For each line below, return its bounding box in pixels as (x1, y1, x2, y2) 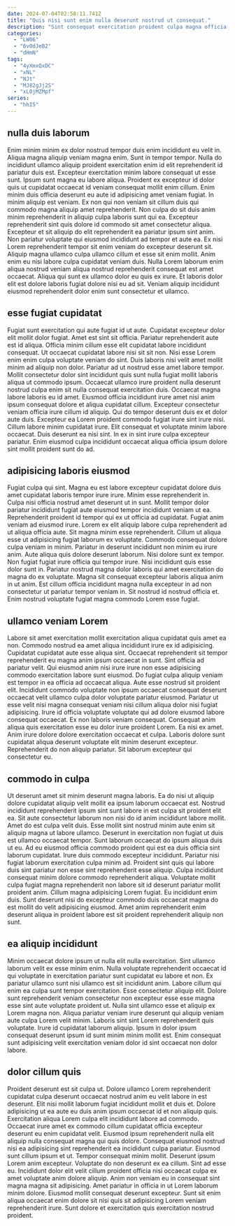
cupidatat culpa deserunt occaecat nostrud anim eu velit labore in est (7, 1092, 208, 1100)
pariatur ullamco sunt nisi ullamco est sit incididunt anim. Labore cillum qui (7, 978, 222, 987)
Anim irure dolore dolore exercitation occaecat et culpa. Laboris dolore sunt (7, 730, 225, 739)
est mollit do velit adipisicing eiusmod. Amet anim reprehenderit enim (7, 903, 206, 911)
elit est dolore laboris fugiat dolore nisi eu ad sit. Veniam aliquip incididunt (7, 279, 220, 287)
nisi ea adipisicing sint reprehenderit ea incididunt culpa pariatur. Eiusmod (7, 1144, 220, 1153)
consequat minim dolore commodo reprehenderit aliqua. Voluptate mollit (7, 873, 216, 881)
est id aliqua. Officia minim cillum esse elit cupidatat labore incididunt (7, 341, 206, 349)
